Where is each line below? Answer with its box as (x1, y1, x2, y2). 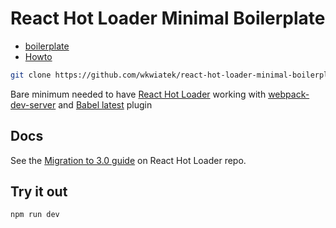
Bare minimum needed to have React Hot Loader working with (10, 88, 267, 100)
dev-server (10, 98, 57, 111)
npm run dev (10, 210, 60, 220)
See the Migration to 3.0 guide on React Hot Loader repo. (10, 154, 247, 166)
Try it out (10, 183, 68, 201)
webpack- (268, 88, 310, 100)
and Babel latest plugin (58, 98, 153, 111)
